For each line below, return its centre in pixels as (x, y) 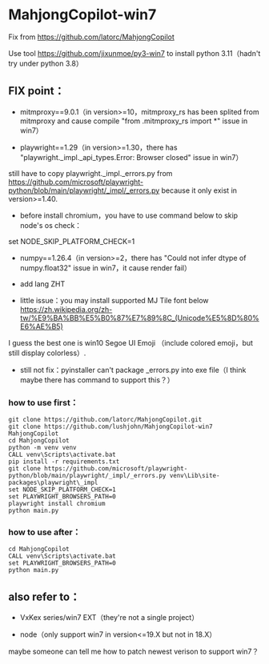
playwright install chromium (57, 504)
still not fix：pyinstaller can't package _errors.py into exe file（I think (133, 370)
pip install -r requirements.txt (64, 462)
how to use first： (43, 402)
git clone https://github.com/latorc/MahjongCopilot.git (105, 420)
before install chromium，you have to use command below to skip (129, 215)
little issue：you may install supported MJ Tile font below (114, 300)
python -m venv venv (43, 448)
